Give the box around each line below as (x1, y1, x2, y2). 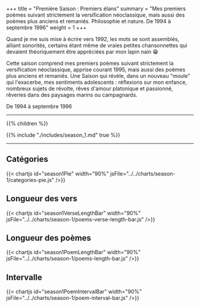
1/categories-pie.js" (6, 176, 55, 183)
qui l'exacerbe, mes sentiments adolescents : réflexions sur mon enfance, (6, 79, 187, 86)
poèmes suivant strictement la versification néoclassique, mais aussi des (6, 11, 185, 18)
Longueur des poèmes (6, 233, 91, 243)
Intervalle (6, 272, 43, 282)
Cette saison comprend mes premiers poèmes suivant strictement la (6, 59, 174, 67)
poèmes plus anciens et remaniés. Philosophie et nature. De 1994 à (6, 18, 171, 24)
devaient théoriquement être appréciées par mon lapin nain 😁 (6, 48, 159, 55)
